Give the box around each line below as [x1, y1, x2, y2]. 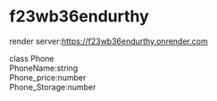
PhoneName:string [9, 63, 79, 73]
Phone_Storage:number [9, 81, 96, 92]
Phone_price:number [9, 72, 87, 82]
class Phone [9, 53, 55, 63]
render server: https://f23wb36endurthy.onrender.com [9, 36, 208, 46]
